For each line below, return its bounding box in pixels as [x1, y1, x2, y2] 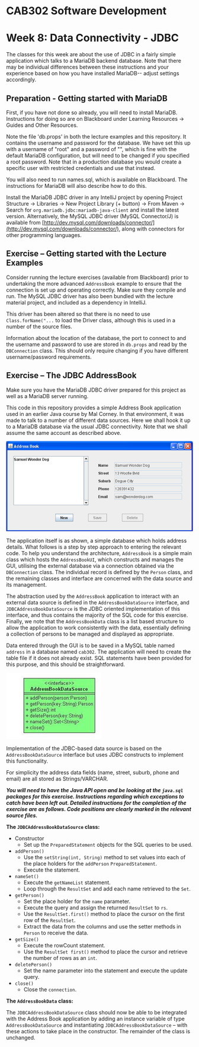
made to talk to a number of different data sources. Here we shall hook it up [6, 417, 191, 424]
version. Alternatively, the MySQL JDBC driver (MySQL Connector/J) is [6, 212, 179, 220]
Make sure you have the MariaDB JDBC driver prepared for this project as [6, 386, 187, 393]
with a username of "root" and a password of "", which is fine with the [6, 145, 177, 152]
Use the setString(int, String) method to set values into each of [23, 854, 186, 860]
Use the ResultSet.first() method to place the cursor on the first [23, 911, 185, 917]
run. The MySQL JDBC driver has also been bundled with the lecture [6, 292, 174, 300]
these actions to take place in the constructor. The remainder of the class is [6, 1028, 191, 1035]
